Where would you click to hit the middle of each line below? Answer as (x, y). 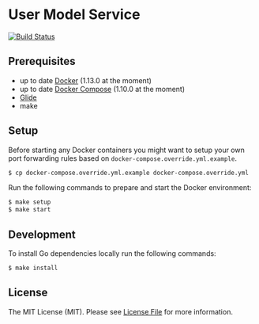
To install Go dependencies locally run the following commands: (112, 253)
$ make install (33, 268)
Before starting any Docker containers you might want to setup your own (126, 150)
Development (42, 234)
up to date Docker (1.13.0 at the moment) (86, 80)
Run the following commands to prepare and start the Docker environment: (130, 188)
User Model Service (74, 15)
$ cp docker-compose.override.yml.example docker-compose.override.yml (128, 173)
